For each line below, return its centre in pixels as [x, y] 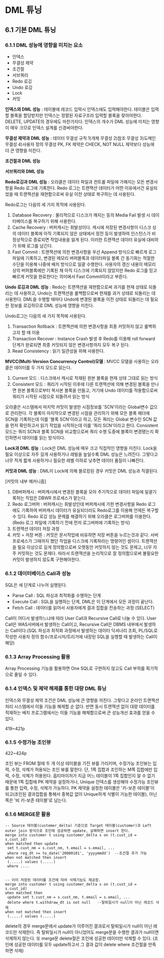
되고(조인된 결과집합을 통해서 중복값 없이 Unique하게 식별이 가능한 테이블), [77, 794]
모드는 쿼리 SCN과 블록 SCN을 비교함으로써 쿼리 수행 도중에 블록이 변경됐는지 [80, 432]
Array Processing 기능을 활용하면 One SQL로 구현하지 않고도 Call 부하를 [75, 668]
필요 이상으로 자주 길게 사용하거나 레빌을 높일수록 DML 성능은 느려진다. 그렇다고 [82, 454]
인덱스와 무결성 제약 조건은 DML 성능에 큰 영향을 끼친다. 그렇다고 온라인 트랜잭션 [82, 700]
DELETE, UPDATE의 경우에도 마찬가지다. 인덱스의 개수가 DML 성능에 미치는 [78, 122]
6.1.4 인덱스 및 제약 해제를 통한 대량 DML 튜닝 [56, 688]
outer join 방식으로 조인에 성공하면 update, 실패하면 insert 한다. [68, 831]
